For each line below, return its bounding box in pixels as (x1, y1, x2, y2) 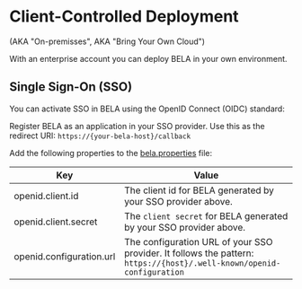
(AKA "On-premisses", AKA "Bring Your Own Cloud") (9, 36, 205, 47)
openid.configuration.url (13, 250, 116, 262)
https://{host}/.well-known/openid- (124, 258, 281, 268)
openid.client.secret (13, 215, 98, 228)
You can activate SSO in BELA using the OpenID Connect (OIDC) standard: (9, 103, 285, 114)
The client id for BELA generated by (124, 184, 274, 197)
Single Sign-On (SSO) (9, 79, 133, 95)
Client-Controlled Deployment (9, 6, 240, 27)
